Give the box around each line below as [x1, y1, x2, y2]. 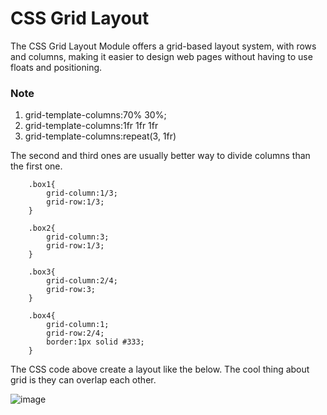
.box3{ [28, 267, 56, 277]
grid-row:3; [46, 285, 97, 295]
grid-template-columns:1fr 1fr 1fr [24, 120, 159, 132]
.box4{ [28, 311, 56, 321]
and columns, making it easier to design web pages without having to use [10, 50, 313, 62]
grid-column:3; [46, 232, 110, 242]
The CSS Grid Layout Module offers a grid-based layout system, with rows [10, 40, 317, 52]
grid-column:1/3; [46, 188, 118, 199]
